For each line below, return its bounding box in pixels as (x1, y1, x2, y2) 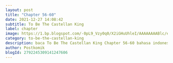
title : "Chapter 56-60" (5, 12, 57, 17)
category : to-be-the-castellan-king (5, 36, 84, 41)
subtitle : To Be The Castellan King (5, 21, 84, 27)
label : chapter (5, 26, 38, 31)
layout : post (5, 7, 33, 13)
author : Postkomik (5, 45, 45, 50)
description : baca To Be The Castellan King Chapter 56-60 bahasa (5, 41, 151, 46)
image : (5, 31, 20, 36)
